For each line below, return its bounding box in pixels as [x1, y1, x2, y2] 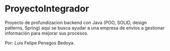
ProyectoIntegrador [5, 3, 89, 14]
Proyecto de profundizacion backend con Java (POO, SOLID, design [5, 19, 147, 25]
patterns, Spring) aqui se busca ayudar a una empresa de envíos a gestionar [5, 24, 165, 30]
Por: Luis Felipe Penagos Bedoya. [5, 39, 75, 45]
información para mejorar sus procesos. [5, 30, 88, 36]
